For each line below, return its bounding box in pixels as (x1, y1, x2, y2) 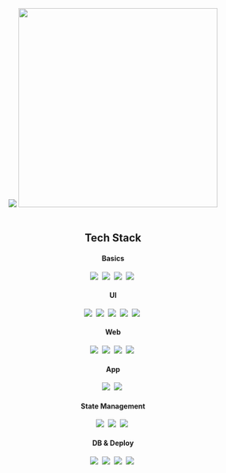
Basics (101, 253, 125, 263)
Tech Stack (84, 231, 142, 245)
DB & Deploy (92, 438, 134, 448)
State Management (80, 401, 146, 411)
